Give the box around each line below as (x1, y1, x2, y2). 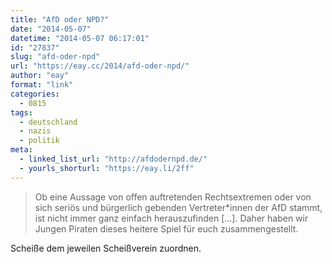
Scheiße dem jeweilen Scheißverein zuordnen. (10, 242, 202, 254)
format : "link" (10, 80, 74, 90)
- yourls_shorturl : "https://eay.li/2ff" (19, 163, 195, 173)
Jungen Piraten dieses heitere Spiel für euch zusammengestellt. (34, 222, 299, 235)
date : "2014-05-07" (10, 24, 92, 34)
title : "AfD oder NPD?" (10, 14, 110, 25)
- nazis (19, 126, 52, 136)
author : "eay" (10, 71, 70, 81)
